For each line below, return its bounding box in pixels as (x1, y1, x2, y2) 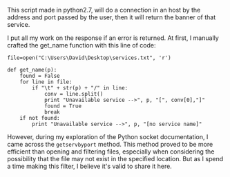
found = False (19, 72, 60, 79)
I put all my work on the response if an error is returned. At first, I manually (7, 34, 219, 42)
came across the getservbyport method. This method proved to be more (7, 140, 213, 148)
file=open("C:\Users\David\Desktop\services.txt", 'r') (7, 54, 171, 61)
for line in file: (19, 79, 73, 85)
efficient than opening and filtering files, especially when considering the (7, 147, 215, 156)
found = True (44, 103, 82, 110)
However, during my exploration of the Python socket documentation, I (7, 133, 209, 140)
